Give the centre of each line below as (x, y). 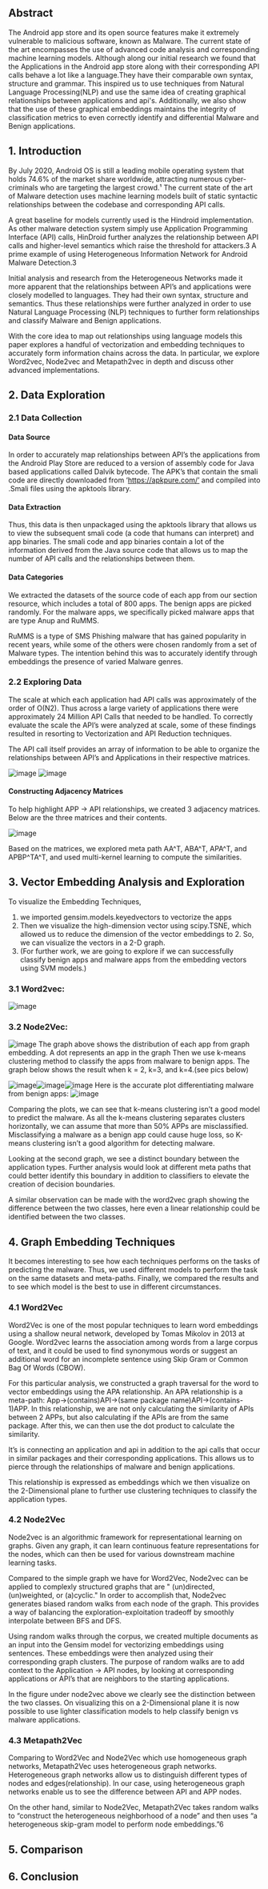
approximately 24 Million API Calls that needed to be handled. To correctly (131, 716)
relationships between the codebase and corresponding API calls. (117, 204)
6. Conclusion (44, 1877)
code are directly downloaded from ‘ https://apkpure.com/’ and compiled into (134, 480)
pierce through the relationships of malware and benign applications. (122, 1467)
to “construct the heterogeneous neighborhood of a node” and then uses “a (133, 1816)
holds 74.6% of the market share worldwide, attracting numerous (116, 178)
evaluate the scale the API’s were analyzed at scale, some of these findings (132, 725)
